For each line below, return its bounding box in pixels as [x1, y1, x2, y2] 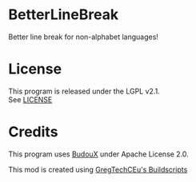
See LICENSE [8, 94, 53, 105]
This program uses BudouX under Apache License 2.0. [8, 149, 190, 159]
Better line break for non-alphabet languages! [8, 32, 158, 42]
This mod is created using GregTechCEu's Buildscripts [8, 164, 188, 174]
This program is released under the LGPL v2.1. [8, 86, 160, 96]
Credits [8, 123, 58, 141]
